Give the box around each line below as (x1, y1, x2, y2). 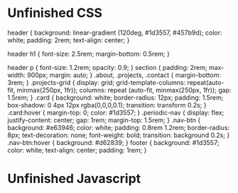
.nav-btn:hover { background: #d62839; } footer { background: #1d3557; (7, 138, 220, 146)
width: (7, 71, 26, 79)
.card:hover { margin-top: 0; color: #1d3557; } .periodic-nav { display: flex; (7, 108, 225, 117)
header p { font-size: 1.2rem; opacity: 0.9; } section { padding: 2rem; (7, 63, 207, 71)
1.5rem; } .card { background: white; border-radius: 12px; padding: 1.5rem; (7, 93, 224, 102)
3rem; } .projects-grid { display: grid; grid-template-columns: (7, 78, 186, 86)
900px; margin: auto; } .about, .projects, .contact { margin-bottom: (27, 71, 222, 79)
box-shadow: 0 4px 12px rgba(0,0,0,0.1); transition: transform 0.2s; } (7, 100, 207, 109)
